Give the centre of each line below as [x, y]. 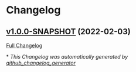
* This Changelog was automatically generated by [67, 57]
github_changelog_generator [41, 63]
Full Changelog [24, 45]
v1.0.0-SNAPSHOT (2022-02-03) [68, 32]
